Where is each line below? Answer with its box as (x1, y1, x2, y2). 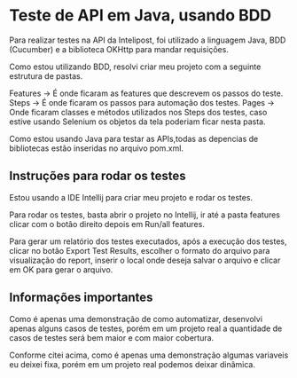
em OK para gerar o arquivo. (9, 264, 113, 275)
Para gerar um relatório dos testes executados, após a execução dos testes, (9, 236, 287, 247)
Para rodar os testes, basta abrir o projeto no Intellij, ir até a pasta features (9, 209, 281, 220)
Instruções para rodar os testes (9, 169, 186, 184)
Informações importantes (9, 290, 153, 305)
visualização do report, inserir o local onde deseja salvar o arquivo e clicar (9, 255, 281, 265)
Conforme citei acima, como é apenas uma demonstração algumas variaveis (9, 350, 289, 360)
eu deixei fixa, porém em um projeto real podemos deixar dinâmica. (9, 358, 255, 369)
